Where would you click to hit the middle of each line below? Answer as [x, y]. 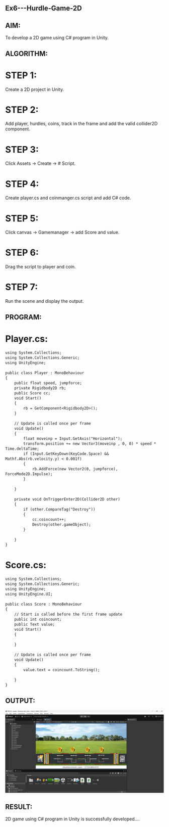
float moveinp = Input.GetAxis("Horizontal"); [73, 439]
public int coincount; [38, 619]
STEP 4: [22, 184]
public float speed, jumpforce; [48, 383]
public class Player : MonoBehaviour [45, 373]
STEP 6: [22, 253]
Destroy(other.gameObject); [62, 525]
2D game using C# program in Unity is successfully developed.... [72, 819]
